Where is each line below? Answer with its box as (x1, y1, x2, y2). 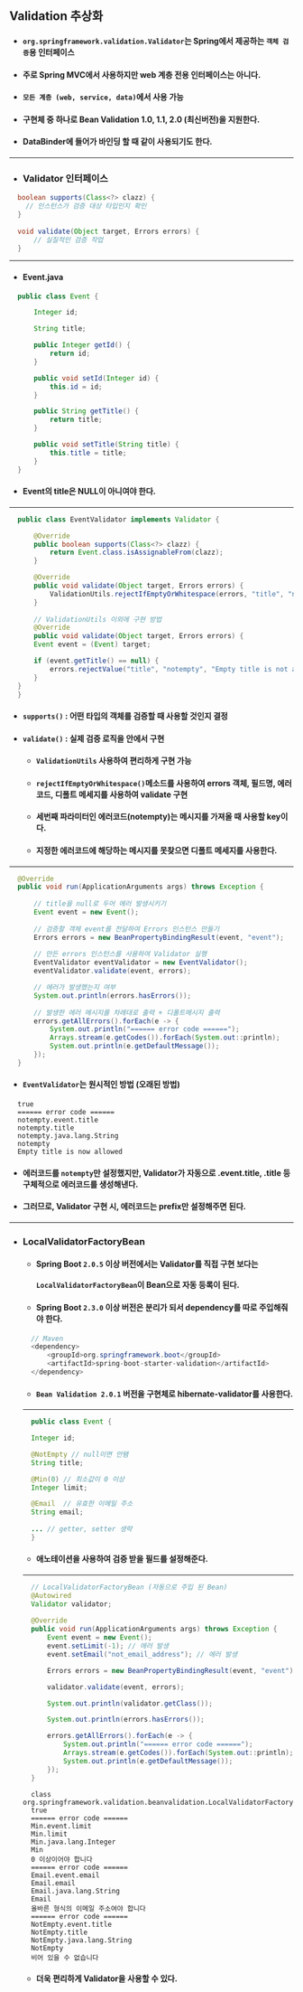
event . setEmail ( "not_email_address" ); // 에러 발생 (46, 1649, 238, 1658)
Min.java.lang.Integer (31, 1837, 116, 1846)
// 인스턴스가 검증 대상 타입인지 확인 (25, 202, 147, 211)
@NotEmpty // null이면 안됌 (31, 1450, 129, 1459)
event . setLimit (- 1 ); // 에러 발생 (46, 1641, 170, 1651)
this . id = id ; (49, 382, 103, 391)
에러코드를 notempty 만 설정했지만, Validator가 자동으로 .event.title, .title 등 (22, 1167, 291, 1178)
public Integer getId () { (32, 341, 131, 350)
